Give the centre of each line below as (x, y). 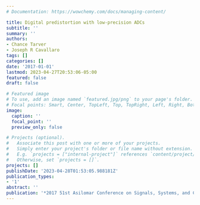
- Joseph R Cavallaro (33, 50)
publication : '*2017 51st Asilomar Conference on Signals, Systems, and (98, 193)
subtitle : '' (22, 28)
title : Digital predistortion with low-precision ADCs (76, 22)
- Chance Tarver (26, 45)
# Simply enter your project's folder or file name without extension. (100, 149)
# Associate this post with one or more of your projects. (84, 143)
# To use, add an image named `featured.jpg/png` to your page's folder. (100, 100)
